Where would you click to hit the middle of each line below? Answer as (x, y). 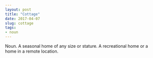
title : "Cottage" (23, 14)
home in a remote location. (32, 51)
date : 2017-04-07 (23, 19)
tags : (10, 28)
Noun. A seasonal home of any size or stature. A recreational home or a (76, 46)
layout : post (18, 10)
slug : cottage (19, 23)
